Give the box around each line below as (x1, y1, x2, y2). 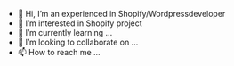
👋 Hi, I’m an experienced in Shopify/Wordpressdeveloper (17, 9, 226, 19)
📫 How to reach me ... (17, 47, 101, 57)
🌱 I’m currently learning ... (17, 28, 113, 37)
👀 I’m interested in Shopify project (17, 18, 142, 29)
